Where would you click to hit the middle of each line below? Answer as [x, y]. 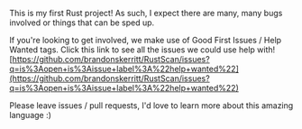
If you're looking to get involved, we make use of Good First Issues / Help [146, 40]
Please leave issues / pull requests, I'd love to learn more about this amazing [151, 106]
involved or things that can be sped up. [82, 23]
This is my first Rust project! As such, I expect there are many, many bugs [146, 13]
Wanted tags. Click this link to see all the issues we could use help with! [142, 50]
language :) [31, 115]
